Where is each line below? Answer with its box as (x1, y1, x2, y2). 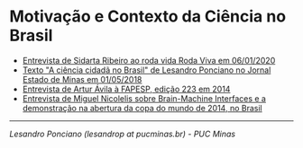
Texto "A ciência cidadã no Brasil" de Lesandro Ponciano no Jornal (22, 65, 271, 75)
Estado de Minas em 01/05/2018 (22, 74, 142, 84)
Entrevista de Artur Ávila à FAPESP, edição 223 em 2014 (22, 83, 231, 94)
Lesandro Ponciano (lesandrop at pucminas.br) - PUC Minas (9, 128, 236, 139)
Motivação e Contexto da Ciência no (9, 6, 287, 27)
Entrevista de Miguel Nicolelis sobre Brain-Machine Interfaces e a (22, 92, 266, 104)
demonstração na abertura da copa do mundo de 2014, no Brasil (22, 102, 263, 113)
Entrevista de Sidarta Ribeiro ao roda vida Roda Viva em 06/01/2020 (22, 55, 276, 65)
